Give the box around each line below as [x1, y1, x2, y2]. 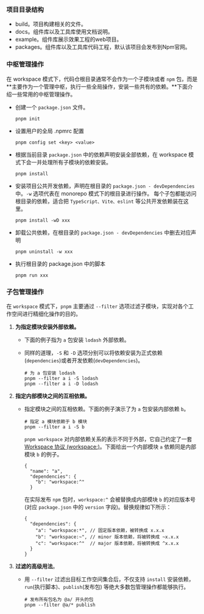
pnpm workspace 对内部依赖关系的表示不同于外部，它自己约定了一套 [24, 435, 192, 442]
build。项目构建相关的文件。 [15, 20, 87, 28]
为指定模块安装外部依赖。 [15, 323, 80, 331]
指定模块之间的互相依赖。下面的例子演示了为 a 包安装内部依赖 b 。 [24, 405, 189, 412]
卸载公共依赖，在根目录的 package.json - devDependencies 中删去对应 [15, 228, 191, 236]
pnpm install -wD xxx [15, 217, 70, 224]
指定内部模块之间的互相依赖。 [15, 392, 90, 400]
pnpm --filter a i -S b [24, 423, 85, 430]
